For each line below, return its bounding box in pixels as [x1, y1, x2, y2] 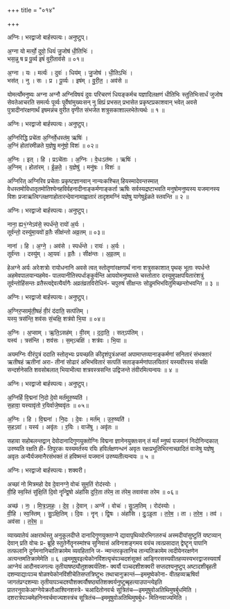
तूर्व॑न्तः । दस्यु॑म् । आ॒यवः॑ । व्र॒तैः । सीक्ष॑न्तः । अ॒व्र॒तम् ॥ [7, 249, 126, 258]
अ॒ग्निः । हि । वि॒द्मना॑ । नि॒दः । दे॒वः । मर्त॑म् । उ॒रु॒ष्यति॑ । [7, 415, 130, 423]
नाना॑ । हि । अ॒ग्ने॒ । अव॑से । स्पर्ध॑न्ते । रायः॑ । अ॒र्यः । [7, 242, 125, 250]
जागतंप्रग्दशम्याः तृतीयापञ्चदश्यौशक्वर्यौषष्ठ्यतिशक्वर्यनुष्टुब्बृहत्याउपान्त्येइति [7, 578, 163, 586]
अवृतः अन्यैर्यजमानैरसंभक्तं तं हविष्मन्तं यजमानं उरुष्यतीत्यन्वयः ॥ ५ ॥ [7, 452, 154, 460]
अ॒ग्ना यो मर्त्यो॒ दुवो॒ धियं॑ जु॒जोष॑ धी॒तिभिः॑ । [7, 47, 94, 55]
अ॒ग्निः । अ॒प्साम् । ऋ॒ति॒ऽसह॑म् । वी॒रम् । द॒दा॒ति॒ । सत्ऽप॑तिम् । [7, 328, 144, 337]
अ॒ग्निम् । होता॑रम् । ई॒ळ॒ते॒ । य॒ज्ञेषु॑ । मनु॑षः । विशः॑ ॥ [7, 163, 121, 171]
